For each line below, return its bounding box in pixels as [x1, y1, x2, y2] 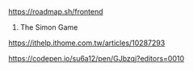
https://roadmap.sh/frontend [8, 7, 103, 16]
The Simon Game [19, 23, 78, 31]
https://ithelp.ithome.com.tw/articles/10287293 [8, 38, 166, 48]
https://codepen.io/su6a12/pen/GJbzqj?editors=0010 [8, 54, 185, 63]
